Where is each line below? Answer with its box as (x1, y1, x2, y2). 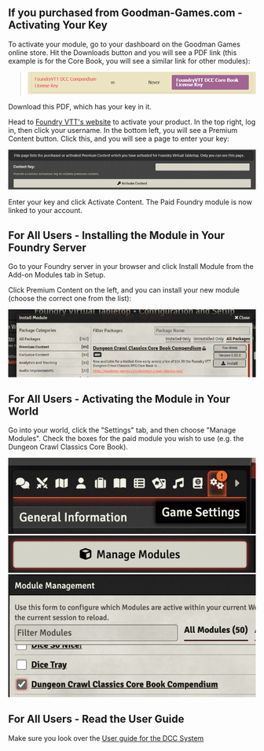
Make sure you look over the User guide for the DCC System (8, 733, 204, 742)
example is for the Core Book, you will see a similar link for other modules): (8, 56, 251, 65)
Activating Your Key (8, 19, 108, 32)
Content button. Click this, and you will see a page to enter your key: (8, 134, 229, 144)
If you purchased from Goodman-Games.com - (8, 6, 243, 20)
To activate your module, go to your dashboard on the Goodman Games (8, 39, 241, 49)
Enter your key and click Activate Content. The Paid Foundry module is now (8, 197, 253, 207)
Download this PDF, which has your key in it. (8, 102, 152, 112)
